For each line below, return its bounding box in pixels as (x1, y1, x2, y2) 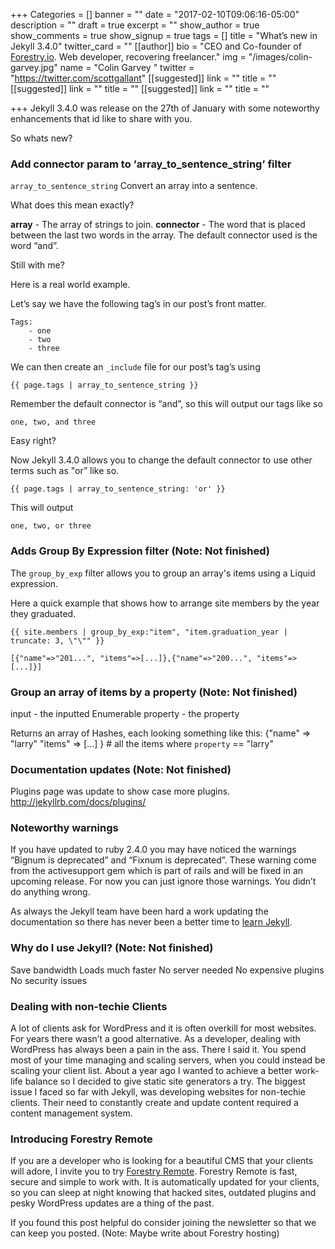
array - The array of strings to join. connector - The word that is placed (10, 219, 306, 231)
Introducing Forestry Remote (10, 1132, 153, 1146)
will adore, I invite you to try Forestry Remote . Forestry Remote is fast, (10, 1165, 298, 1178)
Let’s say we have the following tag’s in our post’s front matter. (10, 298, 267, 310)
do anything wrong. (10, 886, 91, 898)
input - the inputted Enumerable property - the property (10, 707, 240, 719)
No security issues (10, 974, 88, 986)
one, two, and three (10, 417, 97, 428)
